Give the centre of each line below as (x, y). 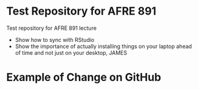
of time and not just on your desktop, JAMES (71, 52)
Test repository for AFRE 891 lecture (52, 28)
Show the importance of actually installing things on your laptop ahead (104, 46)
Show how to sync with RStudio (55, 40)
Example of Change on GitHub (84, 78)
